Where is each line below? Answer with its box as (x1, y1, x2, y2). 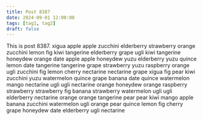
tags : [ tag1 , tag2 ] (6, 20, 56, 26)
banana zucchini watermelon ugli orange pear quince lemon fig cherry (6, 101, 183, 108)
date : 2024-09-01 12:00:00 (6, 15, 75, 21)
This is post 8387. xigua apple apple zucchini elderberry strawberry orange (6, 42, 196, 50)
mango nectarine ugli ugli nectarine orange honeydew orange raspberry (6, 81, 188, 88)
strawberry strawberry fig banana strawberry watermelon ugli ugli (6, 87, 173, 95)
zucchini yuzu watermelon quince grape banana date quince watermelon (6, 75, 190, 82)
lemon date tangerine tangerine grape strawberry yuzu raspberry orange (6, 62, 190, 69)
